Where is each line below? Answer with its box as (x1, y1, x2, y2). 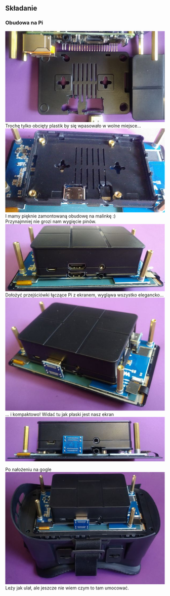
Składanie (5, 4, 37, 13)
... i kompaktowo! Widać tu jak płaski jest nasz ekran (5, 412, 114, 418)
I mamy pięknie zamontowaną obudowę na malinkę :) (5, 213, 116, 219)
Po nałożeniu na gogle (5, 466, 52, 472)
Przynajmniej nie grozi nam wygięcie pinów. (5, 218, 97, 225)
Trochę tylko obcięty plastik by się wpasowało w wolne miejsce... (5, 123, 142, 129)
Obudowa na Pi (5, 19, 44, 26)
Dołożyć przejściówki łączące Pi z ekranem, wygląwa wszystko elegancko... (5, 292, 164, 298)
